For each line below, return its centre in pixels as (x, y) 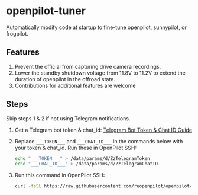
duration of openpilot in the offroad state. (65, 79)
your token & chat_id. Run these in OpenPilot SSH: (76, 148)
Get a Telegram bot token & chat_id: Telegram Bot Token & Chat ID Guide (103, 130)
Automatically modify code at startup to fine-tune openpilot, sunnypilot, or (97, 27)
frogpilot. (17, 33)
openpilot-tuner (46, 11)
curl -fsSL (28, 186)
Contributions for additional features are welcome (75, 85)
